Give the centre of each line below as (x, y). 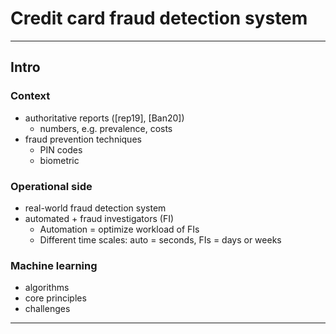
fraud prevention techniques (83, 139)
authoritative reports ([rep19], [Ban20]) (104, 118)
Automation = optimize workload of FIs (119, 229)
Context (30, 96)
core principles (55, 298)
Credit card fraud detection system (159, 18)
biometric (59, 160)
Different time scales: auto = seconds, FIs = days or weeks (160, 239)
